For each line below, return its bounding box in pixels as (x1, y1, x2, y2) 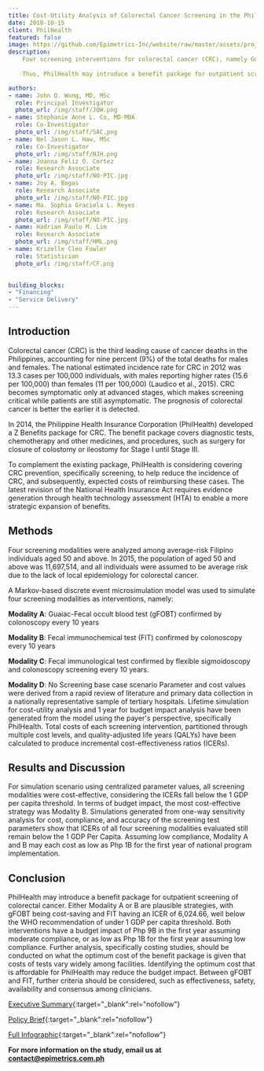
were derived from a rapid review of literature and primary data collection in (8, 688, 253, 697)
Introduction (8, 325, 71, 338)
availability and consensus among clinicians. (8, 985, 152, 994)
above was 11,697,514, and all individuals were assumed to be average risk (8, 561, 249, 571)
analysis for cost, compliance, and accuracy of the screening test (8, 815, 220, 825)
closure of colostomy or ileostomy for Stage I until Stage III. (8, 444, 200, 454)
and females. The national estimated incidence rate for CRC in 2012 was (8, 363, 242, 372)
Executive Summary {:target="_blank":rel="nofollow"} (8, 999, 181, 1009)
